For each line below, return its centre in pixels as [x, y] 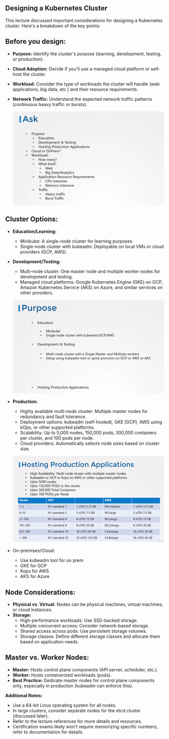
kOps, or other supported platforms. [57, 427]
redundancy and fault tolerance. [53, 417]
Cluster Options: [32, 219]
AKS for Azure [35, 577]
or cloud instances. [32, 609]
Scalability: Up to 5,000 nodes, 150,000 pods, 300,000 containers [88, 433]
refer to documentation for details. [48, 732]
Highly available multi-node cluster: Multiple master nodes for [84, 411]
